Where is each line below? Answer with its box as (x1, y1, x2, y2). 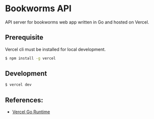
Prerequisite (5, 33, 44, 42)
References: (5, 96, 43, 104)
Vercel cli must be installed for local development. (5, 46, 106, 52)
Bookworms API (5, 3, 72, 14)
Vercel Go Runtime (12, 109, 51, 115)
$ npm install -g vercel (5, 56, 56, 61)
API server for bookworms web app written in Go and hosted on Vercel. (5, 19, 150, 25)
